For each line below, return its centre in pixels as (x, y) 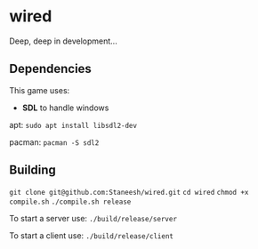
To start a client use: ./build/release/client (92, 235)
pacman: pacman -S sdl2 (54, 142)
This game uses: (40, 90)
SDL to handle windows (65, 108)
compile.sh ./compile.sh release (70, 202)
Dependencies (50, 69)
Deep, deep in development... (63, 41)
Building (32, 170)
